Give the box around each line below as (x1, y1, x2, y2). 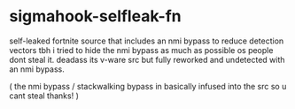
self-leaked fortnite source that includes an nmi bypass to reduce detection (9, 35, 284, 46)
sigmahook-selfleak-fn (9, 6, 182, 27)
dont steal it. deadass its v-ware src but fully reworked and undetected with (9, 54, 285, 65)
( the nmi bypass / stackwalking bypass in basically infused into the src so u (9, 81, 287, 91)
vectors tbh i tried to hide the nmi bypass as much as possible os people (9, 44, 274, 55)
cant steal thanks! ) (9, 90, 80, 101)
